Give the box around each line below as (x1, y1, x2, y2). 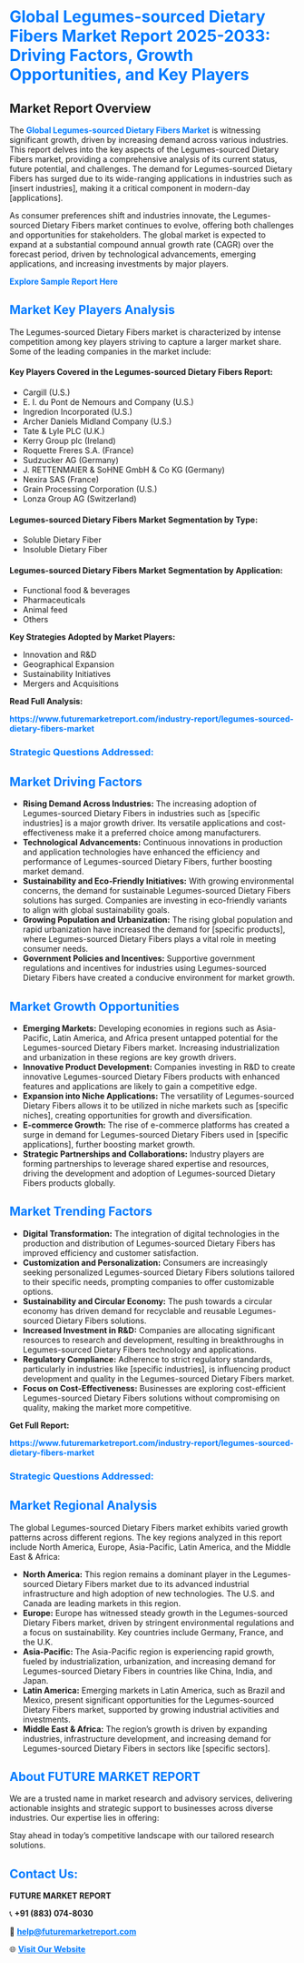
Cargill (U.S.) (22, 387, 71, 398)
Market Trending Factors (9, 1204, 152, 1219)
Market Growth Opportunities (9, 998, 180, 1014)
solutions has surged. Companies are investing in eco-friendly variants (22, 895, 288, 906)
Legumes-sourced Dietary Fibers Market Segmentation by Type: (9, 514, 259, 525)
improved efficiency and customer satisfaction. (22, 1247, 200, 1258)
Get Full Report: (9, 1420, 70, 1431)
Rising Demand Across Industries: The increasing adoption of (22, 798, 257, 809)
